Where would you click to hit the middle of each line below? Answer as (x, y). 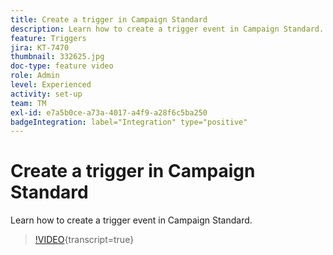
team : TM (28, 103)
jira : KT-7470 (40, 47)
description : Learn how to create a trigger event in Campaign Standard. (167, 29)
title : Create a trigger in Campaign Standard (109, 19)
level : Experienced (51, 85)
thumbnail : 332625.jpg (57, 57)
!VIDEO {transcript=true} (84, 240)
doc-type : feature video (62, 66)
